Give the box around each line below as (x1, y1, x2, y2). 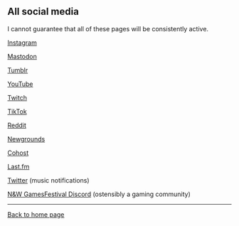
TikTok (7, 107, 27, 116)
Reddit (7, 121, 27, 129)
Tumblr (7, 65, 28, 74)
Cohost (7, 149, 29, 157)
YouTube (7, 80, 33, 88)
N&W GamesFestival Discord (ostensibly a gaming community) (7, 190, 191, 198)
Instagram (7, 38, 37, 47)
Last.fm (7, 162, 30, 171)
